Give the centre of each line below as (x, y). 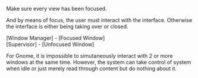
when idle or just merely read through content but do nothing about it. (92, 68)
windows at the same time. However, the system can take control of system (99, 62)
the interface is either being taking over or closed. (67, 26)
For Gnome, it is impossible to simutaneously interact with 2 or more (90, 56)
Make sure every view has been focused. (56, 9)
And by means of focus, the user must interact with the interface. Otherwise (99, 20)
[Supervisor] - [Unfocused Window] (50, 44)
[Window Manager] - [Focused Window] (56, 38)
